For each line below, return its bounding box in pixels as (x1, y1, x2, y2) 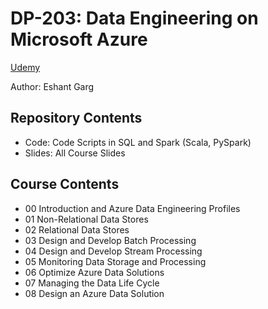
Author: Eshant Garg (10, 80, 95, 92)
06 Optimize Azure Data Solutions (24, 266, 165, 278)
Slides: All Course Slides (24, 147, 126, 159)
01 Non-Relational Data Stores (24, 213, 149, 225)
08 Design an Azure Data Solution (24, 287, 165, 299)
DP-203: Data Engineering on (10, 7, 259, 30)
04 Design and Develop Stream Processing (24, 245, 203, 257)
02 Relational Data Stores (24, 223, 130, 236)
